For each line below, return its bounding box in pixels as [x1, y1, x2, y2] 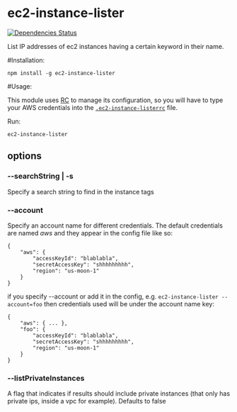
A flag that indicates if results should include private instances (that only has [7, 389, 231, 398]
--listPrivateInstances [7, 373, 85, 383]
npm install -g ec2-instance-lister [7, 69, 115, 77]
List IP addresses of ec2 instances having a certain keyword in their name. [7, 42, 224, 50]
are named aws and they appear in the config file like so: [7, 228, 173, 237]
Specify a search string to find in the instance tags [7, 187, 154, 196]
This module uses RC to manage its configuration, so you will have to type [7, 96, 224, 104]
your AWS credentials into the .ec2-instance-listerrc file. [7, 103, 178, 111]
